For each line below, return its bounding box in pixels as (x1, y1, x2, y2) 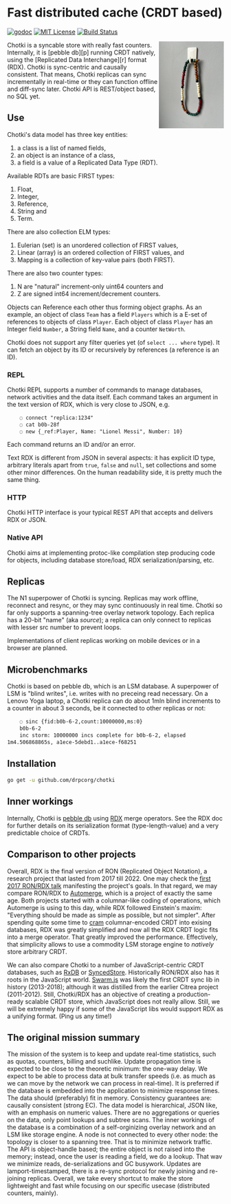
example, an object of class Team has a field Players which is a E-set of (7, 310, 208, 318)
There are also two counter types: (7, 268, 103, 277)
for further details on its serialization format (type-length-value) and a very (7, 821, 219, 830)
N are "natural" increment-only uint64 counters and (16, 282, 164, 291)
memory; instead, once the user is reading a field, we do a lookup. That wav (7, 1152, 223, 1161)
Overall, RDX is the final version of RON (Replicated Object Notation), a (7, 867, 208, 875)
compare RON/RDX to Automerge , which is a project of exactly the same (7, 889, 212, 897)
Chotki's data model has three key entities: (7, 130, 129, 138)
